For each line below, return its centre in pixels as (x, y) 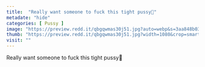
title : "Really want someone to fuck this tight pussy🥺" (81, 12)
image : (15, 29)
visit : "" (19, 40)
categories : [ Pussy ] (35, 23)
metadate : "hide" (28, 18)
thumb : (15, 35)
